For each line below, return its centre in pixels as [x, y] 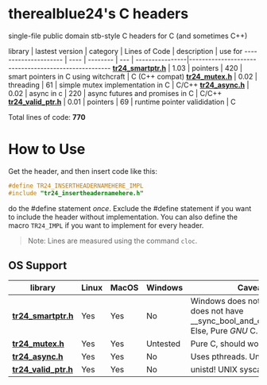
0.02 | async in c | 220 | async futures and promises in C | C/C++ [115, 93]
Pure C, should [218, 344]
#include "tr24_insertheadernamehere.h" [76, 193]
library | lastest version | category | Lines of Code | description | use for [126, 51]
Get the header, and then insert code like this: [83, 171]
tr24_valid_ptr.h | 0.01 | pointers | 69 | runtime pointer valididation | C [122, 102]
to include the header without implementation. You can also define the [123, 217]
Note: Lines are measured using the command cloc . [112, 241]
